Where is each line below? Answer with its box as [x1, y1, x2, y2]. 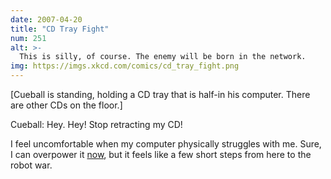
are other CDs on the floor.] [10, 99, 123, 111]
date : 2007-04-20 [10, 14, 83, 25]
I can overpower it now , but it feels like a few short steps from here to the [10, 149, 312, 160]
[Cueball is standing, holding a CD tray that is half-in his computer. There [10, 89, 311, 100]
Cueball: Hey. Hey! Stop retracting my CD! [10, 119, 183, 130]
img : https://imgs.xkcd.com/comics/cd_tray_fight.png [10, 61, 240, 71]
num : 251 [10, 33, 47, 43]
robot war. [10, 159, 53, 171]
